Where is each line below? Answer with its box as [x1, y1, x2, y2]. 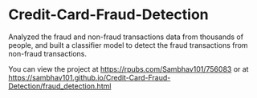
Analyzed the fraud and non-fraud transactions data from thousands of [8, 32, 243, 41]
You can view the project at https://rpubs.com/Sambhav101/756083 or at [8, 64, 249, 73]
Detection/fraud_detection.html [8, 81, 112, 91]
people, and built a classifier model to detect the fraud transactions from [8, 40, 248, 49]
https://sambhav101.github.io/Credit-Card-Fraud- [8, 73, 171, 82]
